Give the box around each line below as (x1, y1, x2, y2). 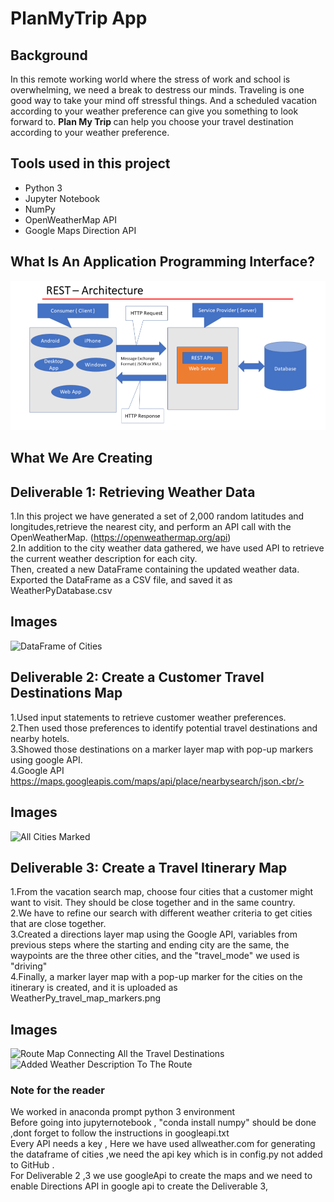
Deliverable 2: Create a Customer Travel (10, 669, 265, 686)
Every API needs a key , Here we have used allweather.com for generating (10, 1138, 316, 1150)
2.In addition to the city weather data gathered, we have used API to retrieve (10, 542, 325, 554)
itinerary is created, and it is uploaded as (10, 982, 178, 994)
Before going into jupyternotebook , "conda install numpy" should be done (10, 1117, 317, 1129)
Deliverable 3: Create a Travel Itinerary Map (10, 859, 288, 876)
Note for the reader (10, 1083, 105, 1097)
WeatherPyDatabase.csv (10, 585, 113, 597)
